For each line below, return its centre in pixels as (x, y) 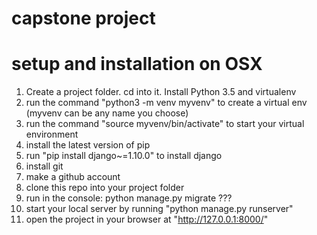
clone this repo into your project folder (105, 188)
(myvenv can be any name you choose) (107, 113)
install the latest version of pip (88, 145)
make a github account (73, 177)
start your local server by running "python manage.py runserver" (159, 209)
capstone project (83, 18)
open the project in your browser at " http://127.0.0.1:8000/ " (147, 219)
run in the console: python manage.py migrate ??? (129, 198)
